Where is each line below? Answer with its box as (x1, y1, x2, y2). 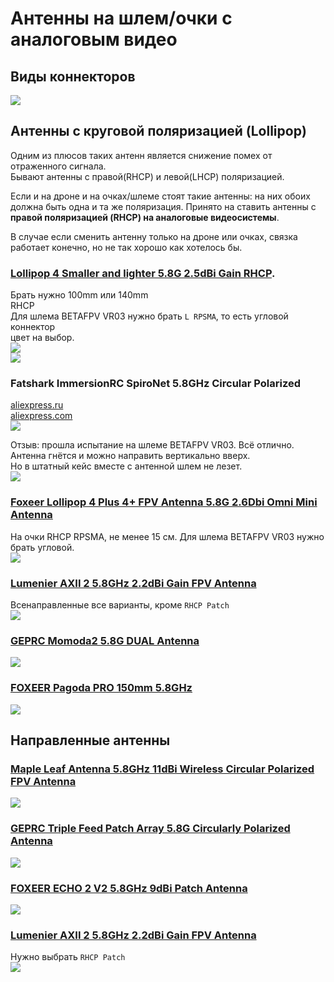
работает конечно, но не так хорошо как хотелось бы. (10, 241, 243, 253)
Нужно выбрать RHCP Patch (10, 951, 126, 963)
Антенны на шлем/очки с (10, 7, 233, 30)
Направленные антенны (10, 732, 171, 749)
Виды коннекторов (10, 68, 136, 85)
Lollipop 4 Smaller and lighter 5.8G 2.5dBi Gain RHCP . (10, 266, 276, 280)
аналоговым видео (10, 28, 178, 51)
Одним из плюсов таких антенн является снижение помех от (10, 149, 273, 161)
